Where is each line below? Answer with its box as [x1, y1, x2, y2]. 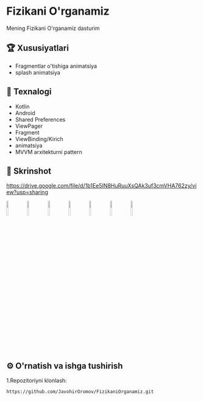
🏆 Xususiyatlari [6, 43, 69, 53]
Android [15, 109, 35, 117]
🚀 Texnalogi [6, 87, 52, 97]
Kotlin [15, 103, 30, 110]
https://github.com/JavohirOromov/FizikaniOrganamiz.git [6, 389, 154, 395]
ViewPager [15, 122, 43, 130]
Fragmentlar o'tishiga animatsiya [15, 62, 98, 70]
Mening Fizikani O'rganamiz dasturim [6, 24, 100, 32]
